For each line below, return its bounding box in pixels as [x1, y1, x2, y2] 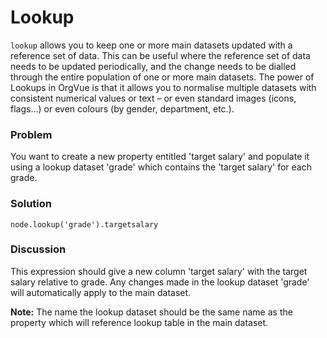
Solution [10, 197, 53, 211]
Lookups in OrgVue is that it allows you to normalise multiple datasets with [10, 81, 317, 93]
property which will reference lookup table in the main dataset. [10, 316, 269, 328]
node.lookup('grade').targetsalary [10, 219, 159, 230]
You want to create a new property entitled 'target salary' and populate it [10, 151, 310, 163]
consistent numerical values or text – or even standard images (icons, [10, 92, 297, 104]
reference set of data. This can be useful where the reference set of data [10, 49, 311, 61]
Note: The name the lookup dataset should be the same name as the [10, 306, 293, 318]
